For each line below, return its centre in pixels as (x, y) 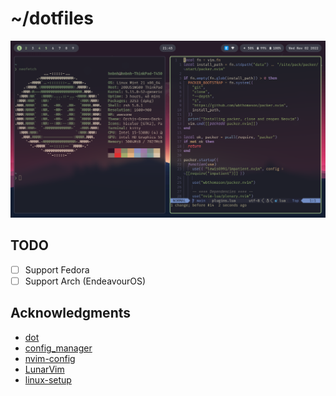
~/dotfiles (52, 18)
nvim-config (50, 358)
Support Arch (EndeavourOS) (85, 281)
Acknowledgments (71, 313)
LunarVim (44, 369)
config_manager (58, 348)
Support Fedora (57, 269)
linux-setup (48, 379)
